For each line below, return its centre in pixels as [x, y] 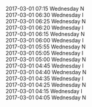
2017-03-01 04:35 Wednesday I [45, 78]
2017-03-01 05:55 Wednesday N [46, 47]
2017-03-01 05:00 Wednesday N [46, 59]
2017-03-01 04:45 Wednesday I [45, 66]
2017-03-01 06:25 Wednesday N [46, 21]
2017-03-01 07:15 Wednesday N [45, 9]
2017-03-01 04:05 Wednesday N [46, 97]
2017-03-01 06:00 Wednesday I [45, 40]
